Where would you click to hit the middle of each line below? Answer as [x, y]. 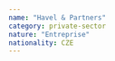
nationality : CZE [41, 43]
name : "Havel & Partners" [57, 17]
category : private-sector [57, 26]
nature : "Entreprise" [49, 34]
